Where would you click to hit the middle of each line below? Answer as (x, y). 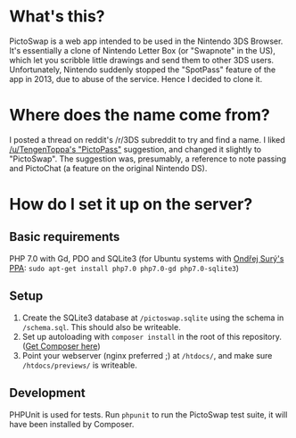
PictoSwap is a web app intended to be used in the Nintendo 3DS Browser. (146, 41)
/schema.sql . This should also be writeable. (101, 326)
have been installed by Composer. (72, 424)
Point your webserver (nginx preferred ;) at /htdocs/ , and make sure (147, 355)
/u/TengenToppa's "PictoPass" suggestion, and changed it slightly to (136, 149)
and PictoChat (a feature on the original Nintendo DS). (108, 168)
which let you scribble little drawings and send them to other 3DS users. (142, 60)
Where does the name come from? (140, 116)
